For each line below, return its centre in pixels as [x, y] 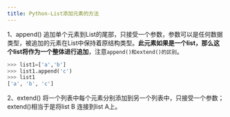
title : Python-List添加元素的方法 [53, 13]
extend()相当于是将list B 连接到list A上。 [64, 107]
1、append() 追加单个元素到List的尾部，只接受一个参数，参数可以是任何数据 [115, 34]
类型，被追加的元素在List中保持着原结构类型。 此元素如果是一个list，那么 [111, 43]
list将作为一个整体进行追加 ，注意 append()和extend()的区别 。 [98, 51]
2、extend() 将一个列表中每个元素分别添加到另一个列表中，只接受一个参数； [116, 98]
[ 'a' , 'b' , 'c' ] [30, 84]
